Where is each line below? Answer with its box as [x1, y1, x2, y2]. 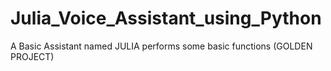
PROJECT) [10, 50, 55, 62]
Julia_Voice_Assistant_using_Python [10, 7, 322, 30]
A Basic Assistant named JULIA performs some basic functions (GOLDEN [10, 40, 313, 52]
